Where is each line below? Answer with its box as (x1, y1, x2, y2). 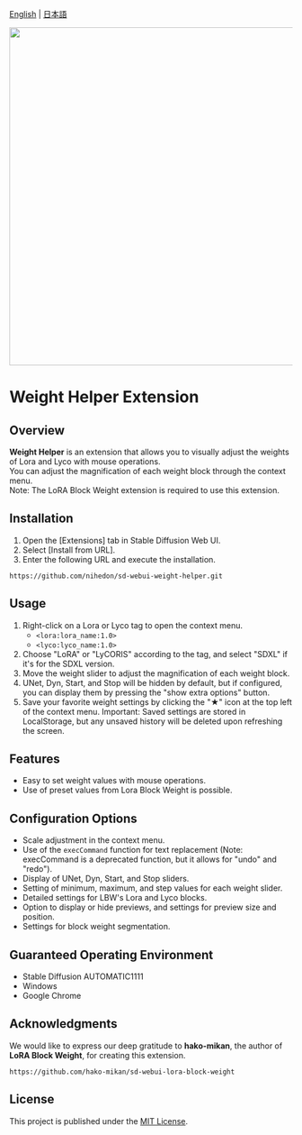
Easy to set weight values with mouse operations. (22, 775, 207, 786)
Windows (22, 981, 58, 992)
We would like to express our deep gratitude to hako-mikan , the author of (9, 1040, 283, 1051)
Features (9, 752, 60, 767)
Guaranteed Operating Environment (9, 947, 214, 963)
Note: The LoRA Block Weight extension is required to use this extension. (9, 485, 280, 495)
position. (22, 911, 56, 922)
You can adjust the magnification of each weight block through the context (9, 466, 286, 476)
